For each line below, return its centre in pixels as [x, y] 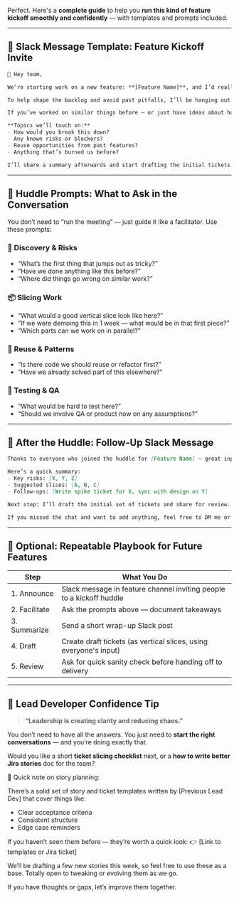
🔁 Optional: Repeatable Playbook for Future [105, 546]
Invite [20, 58]
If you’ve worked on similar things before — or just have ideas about [116, 113]
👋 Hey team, [25, 74]
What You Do [145, 577]
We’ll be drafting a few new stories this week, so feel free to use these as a [117, 866]
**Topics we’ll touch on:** [49, 126]
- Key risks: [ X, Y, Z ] [43, 479]
